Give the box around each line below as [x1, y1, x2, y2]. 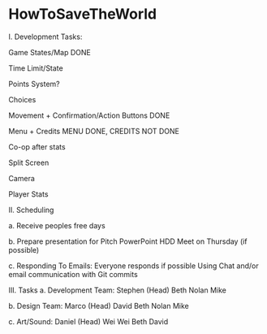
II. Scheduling [8, 205, 54, 215]
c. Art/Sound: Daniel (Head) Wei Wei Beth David [8, 316, 169, 326]
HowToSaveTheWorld [8, 5, 157, 24]
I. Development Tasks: [8, 32, 83, 41]
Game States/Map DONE [8, 47, 91, 57]
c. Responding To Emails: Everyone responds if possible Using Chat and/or [8, 261, 260, 271]
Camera [8, 173, 35, 183]
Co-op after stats [8, 141, 67, 151]
